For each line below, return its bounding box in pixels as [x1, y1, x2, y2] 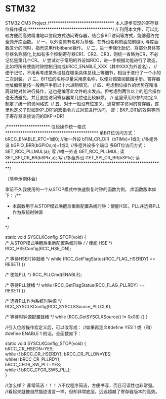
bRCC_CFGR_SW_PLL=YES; [5, 361, 62, 367]
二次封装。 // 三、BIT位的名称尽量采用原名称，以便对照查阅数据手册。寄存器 [5, 75, 161, 82]
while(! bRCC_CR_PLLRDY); [5, 356, 61, 362]
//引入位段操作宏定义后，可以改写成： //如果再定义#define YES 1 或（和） [5, 324, 155, 330]
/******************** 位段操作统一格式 [5, 124, 86, 130]
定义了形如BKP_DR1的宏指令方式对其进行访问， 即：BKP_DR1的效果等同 [13, 107, 160, 113]
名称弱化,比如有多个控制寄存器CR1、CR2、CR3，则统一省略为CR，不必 [13, 51, 159, 57]
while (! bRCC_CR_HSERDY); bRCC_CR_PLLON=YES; [5, 351, 112, 357]
